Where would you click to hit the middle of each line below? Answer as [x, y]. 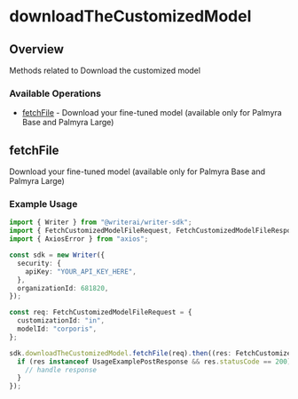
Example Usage [43, 204]
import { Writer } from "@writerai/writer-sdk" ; [101, 223]
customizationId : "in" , [61, 321]
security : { [39, 263]
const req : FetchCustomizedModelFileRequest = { [101, 313]
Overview [37, 49]
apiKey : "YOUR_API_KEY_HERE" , [81, 271]
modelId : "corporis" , [57, 329]
